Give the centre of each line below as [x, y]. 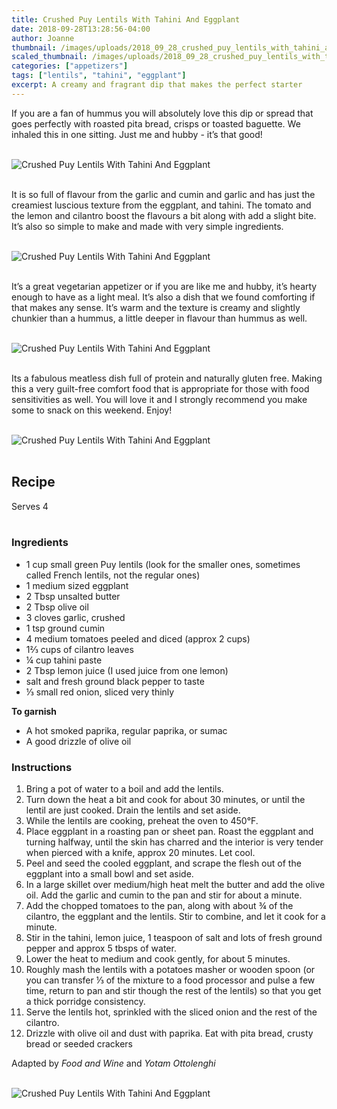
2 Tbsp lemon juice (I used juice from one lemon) [127, 670]
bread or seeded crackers [79, 1044]
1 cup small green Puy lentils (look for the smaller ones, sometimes [163, 564]
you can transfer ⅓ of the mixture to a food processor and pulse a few [170, 980]
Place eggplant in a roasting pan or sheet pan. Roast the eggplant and [169, 832]
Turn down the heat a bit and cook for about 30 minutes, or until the [165, 800]
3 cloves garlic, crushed [75, 617]
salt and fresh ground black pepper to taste [115, 681]
